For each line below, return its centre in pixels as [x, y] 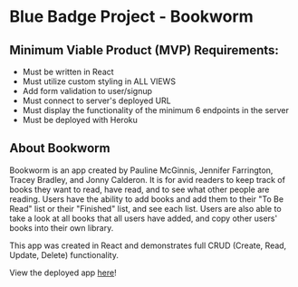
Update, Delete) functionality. [64, 254]
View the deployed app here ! [63, 273]
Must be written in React [68, 72]
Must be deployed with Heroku [80, 120]
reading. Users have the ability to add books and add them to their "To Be [146, 199]
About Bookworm [60, 148]
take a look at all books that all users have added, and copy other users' [144, 218]
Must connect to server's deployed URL [97, 100]
